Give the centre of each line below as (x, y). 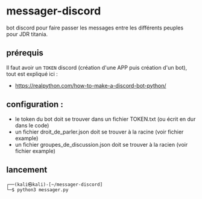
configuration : (35, 104)
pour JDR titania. (27, 34)
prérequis (25, 53)
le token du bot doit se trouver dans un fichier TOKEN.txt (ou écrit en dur (105, 119)
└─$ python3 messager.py (37, 190)
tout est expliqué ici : (32, 74)
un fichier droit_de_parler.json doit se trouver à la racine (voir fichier (99, 132)
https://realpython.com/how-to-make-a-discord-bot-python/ (90, 85)
